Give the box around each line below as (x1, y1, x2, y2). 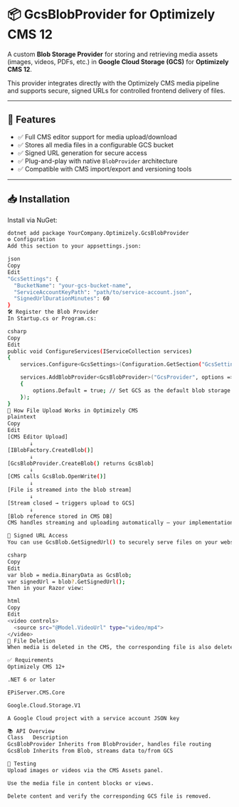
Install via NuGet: (7, 216, 58, 224)
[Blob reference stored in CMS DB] (7, 512, 113, 520)
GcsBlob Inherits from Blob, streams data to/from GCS (7, 747, 174, 755)
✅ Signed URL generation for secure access (17, 148, 147, 157)
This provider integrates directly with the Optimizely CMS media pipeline (7, 78, 220, 87)
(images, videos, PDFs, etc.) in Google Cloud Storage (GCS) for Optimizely (7, 57, 229, 65)
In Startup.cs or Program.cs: (7, 315, 97, 322)
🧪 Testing (7, 760, 37, 768)
